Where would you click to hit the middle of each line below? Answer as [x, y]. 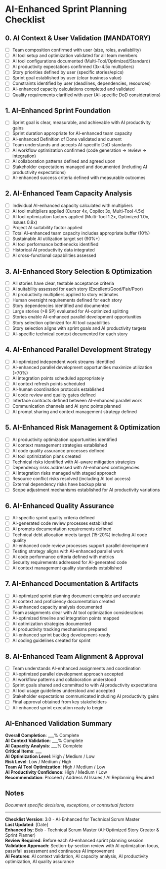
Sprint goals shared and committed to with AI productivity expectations [84, 685]
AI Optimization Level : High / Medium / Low [50, 756]
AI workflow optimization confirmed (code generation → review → [79, 150]
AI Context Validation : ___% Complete [44, 741]
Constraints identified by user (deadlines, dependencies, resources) [82, 83]
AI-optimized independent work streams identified [63, 362]
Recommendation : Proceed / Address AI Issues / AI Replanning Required [80, 778]
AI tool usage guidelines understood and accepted [63, 691]
